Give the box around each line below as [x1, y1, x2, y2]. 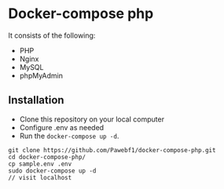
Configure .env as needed [19, 122, 105, 132]
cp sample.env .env [8, 160, 72, 168]
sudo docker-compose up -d [8, 166, 97, 175]
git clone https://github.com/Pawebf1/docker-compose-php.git [8, 146, 216, 154]
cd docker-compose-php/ [8, 153, 86, 161]
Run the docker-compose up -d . [19, 131, 119, 140]
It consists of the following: [8, 31, 96, 40]
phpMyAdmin [19, 71, 64, 80]
